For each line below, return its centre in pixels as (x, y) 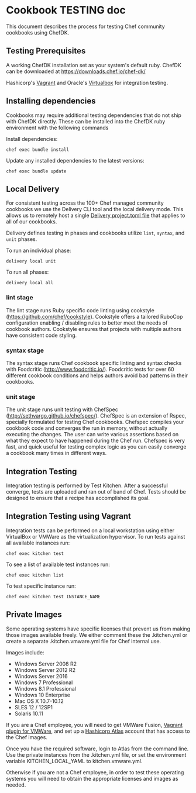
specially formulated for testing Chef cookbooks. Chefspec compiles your (95, 422)
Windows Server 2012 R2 (45, 670)
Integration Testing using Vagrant (69, 516)
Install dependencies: (32, 139)
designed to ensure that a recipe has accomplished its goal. (78, 498)
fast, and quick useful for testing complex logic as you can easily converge (96, 447)
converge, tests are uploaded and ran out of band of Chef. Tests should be (96, 492)
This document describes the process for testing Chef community (85, 26)
